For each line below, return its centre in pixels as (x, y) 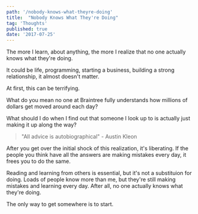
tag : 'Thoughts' (27, 23)
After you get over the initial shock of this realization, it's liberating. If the (97, 148)
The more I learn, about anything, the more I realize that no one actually (96, 52)
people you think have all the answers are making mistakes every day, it (96, 155)
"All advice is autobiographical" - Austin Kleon (79, 137)
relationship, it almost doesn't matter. (53, 77)
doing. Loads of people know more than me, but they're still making (91, 179)
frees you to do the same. (39, 161)
